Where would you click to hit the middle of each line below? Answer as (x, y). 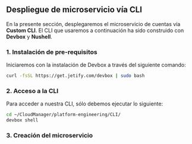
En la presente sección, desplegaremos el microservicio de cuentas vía (93, 24)
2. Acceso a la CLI (32, 91)
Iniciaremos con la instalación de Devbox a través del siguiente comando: (96, 65)
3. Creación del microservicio (50, 135)
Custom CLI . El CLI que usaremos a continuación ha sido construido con (95, 30)
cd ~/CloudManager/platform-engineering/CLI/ (63, 115)
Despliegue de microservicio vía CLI (74, 10)
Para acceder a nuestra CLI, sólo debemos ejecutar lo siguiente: (85, 104)
